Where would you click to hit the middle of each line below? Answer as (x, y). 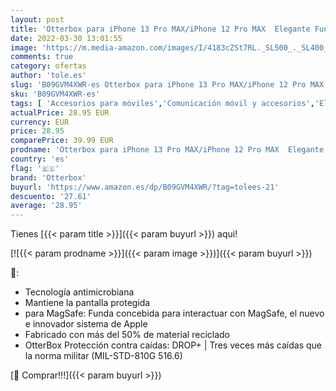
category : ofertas (48, 66)
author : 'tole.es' (48, 76)
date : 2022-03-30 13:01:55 (66, 38)
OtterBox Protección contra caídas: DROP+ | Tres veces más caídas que (173, 345)
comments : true (42, 57)
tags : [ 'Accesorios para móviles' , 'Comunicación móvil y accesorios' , (162, 103)
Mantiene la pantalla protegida (87, 303)
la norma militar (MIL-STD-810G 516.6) (103, 356)
